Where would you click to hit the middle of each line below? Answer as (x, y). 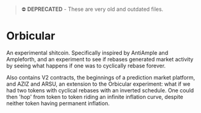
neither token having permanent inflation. (58, 103)
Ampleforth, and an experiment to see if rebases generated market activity (100, 59)
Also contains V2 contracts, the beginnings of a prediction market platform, (101, 77)
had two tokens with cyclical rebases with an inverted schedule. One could (100, 90)
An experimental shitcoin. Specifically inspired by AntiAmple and (87, 53)
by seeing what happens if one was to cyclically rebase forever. (86, 66)
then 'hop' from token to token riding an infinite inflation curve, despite (95, 97)
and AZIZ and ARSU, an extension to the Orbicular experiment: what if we (98, 84)
